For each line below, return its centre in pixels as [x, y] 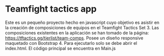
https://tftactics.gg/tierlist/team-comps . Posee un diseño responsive [74, 38]
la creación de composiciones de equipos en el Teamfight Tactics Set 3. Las [82, 27]
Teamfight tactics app [51, 9]
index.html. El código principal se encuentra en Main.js [60, 48]
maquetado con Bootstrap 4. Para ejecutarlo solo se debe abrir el [71, 43]
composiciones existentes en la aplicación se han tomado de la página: [77, 33]
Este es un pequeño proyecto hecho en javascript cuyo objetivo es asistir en [82, 22]
